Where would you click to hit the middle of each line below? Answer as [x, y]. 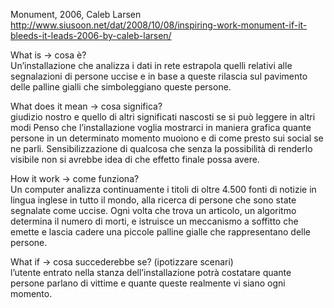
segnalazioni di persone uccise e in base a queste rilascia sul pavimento [159, 76]
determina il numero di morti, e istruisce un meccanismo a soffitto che [154, 221]
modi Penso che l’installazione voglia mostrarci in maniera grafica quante [161, 127]
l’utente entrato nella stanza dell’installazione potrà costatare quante [151, 272]
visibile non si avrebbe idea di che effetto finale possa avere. [135, 159]
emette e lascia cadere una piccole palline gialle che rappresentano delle [160, 232]
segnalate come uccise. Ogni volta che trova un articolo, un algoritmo [153, 210]
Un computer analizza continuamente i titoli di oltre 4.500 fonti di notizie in [163, 189]
